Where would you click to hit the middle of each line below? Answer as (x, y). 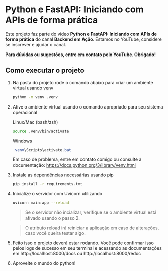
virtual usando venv (33, 88)
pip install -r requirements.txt (48, 184)
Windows (22, 141)
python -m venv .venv (35, 97)
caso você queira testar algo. (55, 233)
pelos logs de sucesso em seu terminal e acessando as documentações (87, 248)
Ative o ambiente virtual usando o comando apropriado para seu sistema (88, 106)
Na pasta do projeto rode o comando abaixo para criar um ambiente (83, 82)
